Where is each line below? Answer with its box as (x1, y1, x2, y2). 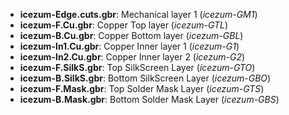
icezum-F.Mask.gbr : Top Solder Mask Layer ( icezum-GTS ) (19, 83, 265, 94)
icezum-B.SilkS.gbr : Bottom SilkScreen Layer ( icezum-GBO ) (19, 72, 272, 84)
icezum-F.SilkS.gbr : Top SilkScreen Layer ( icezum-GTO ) (19, 62, 256, 73)
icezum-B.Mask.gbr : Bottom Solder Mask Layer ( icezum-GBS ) (19, 94, 280, 105)
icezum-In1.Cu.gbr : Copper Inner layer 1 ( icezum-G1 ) (19, 40, 240, 52)
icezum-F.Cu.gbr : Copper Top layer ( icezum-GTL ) (19, 19, 229, 31)
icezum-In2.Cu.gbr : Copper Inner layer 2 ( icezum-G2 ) (19, 51, 246, 63)
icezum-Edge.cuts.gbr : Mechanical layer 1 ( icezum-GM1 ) (19, 9, 258, 20)
